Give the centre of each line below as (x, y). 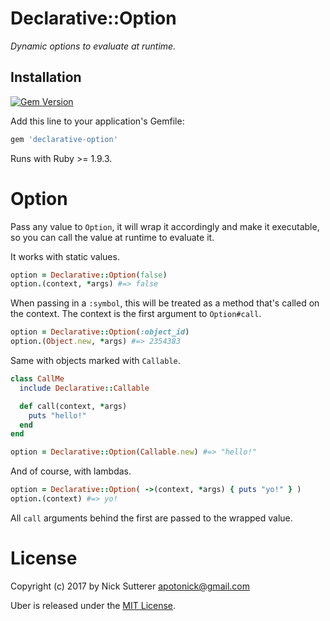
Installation (46, 77)
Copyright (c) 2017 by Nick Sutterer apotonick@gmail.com (130, 586)
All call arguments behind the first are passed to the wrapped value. (151, 518)
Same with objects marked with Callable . (95, 361)
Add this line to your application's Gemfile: (97, 121)
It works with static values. (65, 256)
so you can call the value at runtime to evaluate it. (112, 237)
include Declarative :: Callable (84, 388)
